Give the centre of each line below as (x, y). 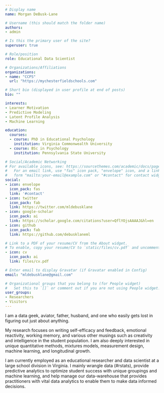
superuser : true (21, 45)
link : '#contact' (27, 193)
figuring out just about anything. (37, 321)
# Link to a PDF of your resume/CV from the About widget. (66, 243)
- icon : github (20, 225)
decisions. (15, 386)
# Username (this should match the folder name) (55, 23)
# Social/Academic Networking (36, 162)
